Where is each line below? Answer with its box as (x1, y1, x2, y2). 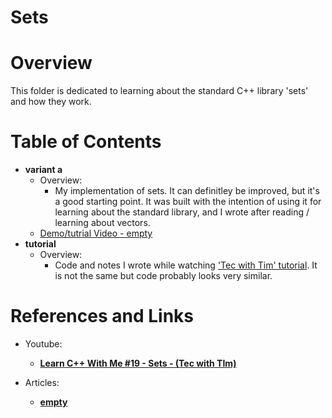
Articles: (24, 377, 60, 388)
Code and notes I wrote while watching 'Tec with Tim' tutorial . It (54, 259, 318, 271)
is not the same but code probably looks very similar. (54, 270, 273, 282)
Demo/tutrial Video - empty (39, 227, 153, 240)
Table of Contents (10, 131, 162, 153)
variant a (24, 164, 63, 176)
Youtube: (24, 338, 63, 350)
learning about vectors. (54, 217, 151, 229)
